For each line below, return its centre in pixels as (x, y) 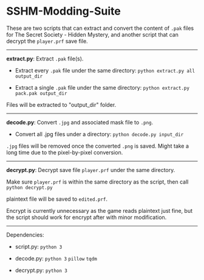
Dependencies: (25, 235)
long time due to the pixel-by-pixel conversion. (65, 152)
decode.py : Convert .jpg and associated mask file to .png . (80, 122)
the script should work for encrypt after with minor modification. (87, 217)
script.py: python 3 (39, 246)
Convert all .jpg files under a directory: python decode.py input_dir (99, 134)
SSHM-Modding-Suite (64, 11)
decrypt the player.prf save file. (47, 41)
